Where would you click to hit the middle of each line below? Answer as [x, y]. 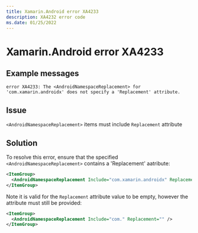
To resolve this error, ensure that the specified [62, 157]
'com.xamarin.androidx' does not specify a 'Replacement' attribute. [93, 92]
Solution [22, 143]
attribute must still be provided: [44, 203]
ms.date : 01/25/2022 [32, 22]
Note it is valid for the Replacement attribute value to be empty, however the [97, 196]
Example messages [43, 73]
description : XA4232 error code [46, 17]
